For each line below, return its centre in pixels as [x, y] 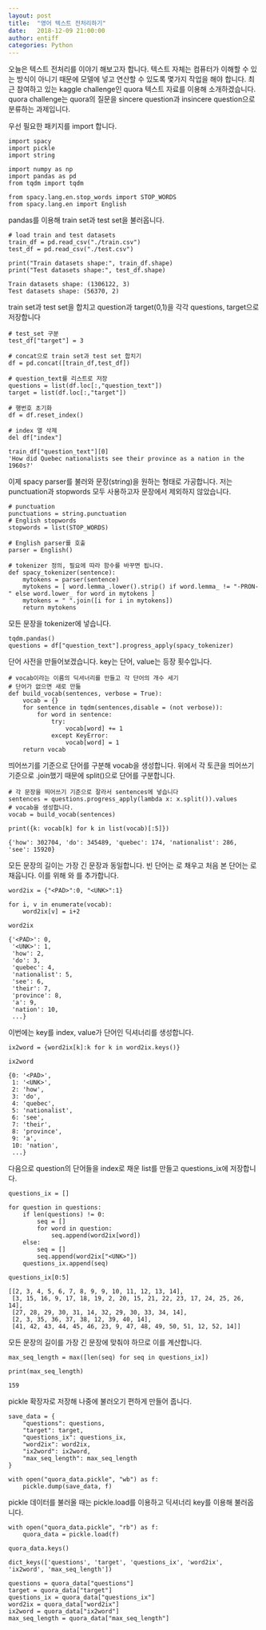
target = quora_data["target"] [60, 1591]
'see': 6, [28, 982]
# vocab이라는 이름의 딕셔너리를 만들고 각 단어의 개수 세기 [93, 678]
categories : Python [41, 46]
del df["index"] [35, 438]
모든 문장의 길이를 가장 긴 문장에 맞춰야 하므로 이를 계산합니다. [105, 1342]
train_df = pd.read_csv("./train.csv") [75, 242]
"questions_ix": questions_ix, [75, 1438]
